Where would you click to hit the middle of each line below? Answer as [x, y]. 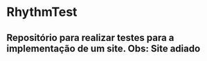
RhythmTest [42, 12]
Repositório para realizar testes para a [90, 38]
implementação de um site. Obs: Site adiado [103, 48]
